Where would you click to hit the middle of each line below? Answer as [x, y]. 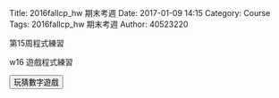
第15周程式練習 [37, 43]
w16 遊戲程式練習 [41, 62]
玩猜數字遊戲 [36, 83]
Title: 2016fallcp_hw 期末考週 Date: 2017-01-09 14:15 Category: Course [140, 13]
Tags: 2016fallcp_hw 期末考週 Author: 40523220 [99, 24]
